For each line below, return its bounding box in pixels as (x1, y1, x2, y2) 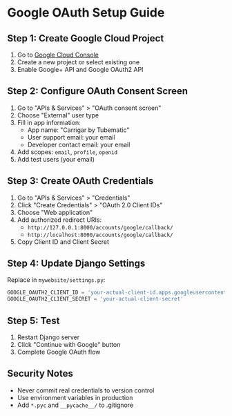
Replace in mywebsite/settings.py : (7, 276, 106, 284)
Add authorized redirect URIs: (17, 216, 102, 224)
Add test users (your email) (17, 155, 95, 163)
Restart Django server (17, 333, 80, 341)
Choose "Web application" (17, 208, 93, 216)
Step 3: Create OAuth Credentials (7, 175, 154, 187)
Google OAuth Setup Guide (7, 5, 165, 21)
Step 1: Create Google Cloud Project (7, 32, 164, 44)
